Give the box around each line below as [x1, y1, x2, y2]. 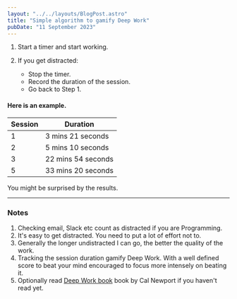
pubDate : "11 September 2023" [7, 23, 97, 30]
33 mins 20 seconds [45, 165, 114, 175]
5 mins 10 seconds [45, 142, 109, 152]
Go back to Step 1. [28, 85, 82, 94]
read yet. [17, 283, 44, 292]
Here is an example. [7, 101, 67, 109]
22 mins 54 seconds [45, 154, 114, 164]
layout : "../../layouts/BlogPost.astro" [7, 10, 128, 18]
